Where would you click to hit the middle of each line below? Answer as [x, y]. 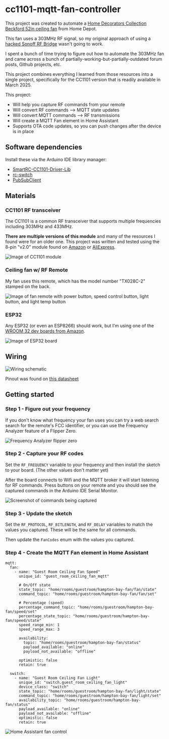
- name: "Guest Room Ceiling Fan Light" [57, 678]
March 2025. [18, 85]
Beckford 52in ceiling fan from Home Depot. [51, 28]
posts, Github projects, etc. [33, 64]
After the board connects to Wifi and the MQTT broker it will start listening [82, 480]
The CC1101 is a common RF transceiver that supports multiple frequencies [83, 221]
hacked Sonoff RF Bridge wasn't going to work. [54, 43]
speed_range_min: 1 [39, 625]
